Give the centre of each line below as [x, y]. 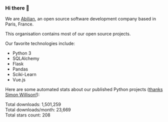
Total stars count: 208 [28, 115]
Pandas [20, 69]
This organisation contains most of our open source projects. [68, 34]
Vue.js [19, 80]
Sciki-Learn [24, 74]
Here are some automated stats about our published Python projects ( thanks [84, 89]
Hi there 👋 [17, 8]
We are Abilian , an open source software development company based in [81, 19]
